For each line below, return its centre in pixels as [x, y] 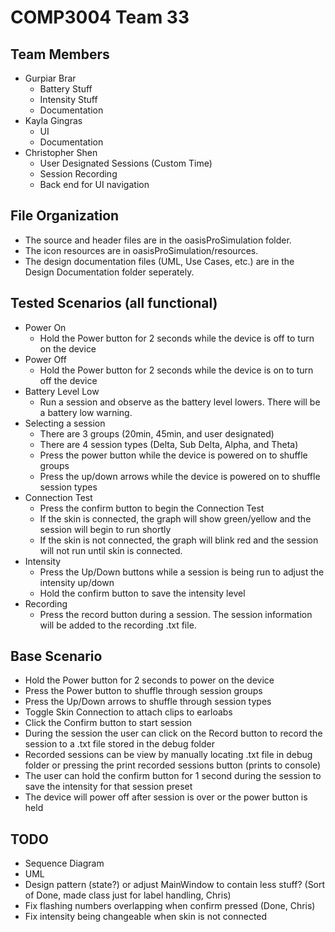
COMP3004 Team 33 [100, 17]
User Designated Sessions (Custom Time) [126, 163]
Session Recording [78, 174]
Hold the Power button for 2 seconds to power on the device [149, 680]
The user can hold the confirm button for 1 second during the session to [173, 776]
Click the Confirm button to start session [108, 723]
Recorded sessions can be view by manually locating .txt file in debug [168, 755]
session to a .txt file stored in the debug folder [119, 744]
